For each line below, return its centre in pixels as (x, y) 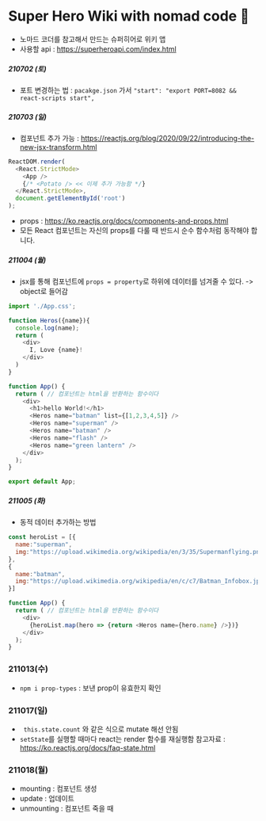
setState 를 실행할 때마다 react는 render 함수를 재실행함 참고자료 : (122, 739)
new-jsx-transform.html (58, 147)
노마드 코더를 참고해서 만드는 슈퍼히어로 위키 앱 (93, 39)
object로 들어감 (44, 291)
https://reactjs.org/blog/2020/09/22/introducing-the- (167, 138)
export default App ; (42, 482)
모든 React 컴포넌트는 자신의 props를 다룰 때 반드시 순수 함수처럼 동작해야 (134, 230)
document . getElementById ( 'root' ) (70, 199)
